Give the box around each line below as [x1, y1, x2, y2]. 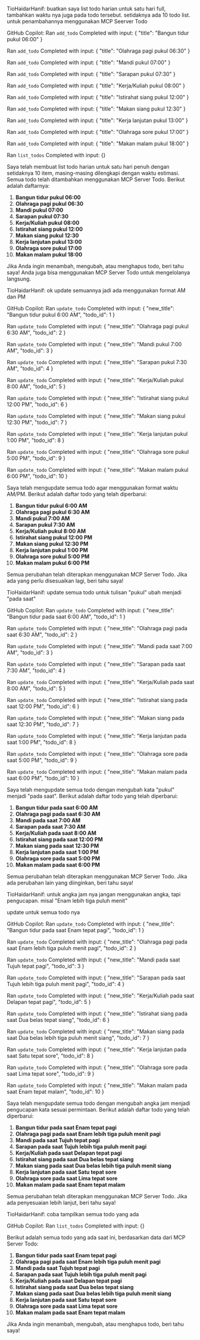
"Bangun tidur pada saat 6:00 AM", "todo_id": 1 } [7, 613, 126, 620]
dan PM [7, 293, 26, 300]
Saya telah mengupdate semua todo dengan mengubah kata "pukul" [7, 786, 175, 793]
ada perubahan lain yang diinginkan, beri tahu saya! [7, 879, 133, 886]
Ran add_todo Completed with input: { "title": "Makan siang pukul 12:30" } [7, 105, 186, 112]
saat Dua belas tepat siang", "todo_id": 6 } [7, 1017, 110, 1023]
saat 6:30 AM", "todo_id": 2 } [7, 631, 78, 638]
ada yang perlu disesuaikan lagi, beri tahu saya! [7, 577, 124, 584]
